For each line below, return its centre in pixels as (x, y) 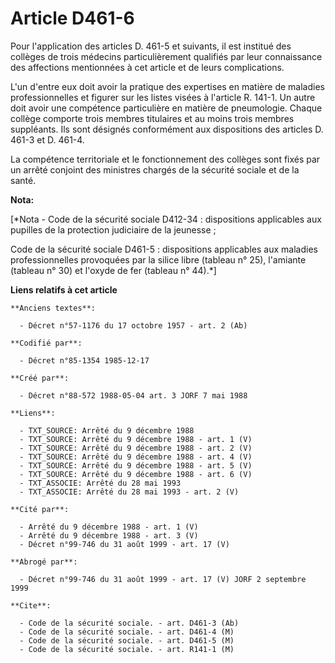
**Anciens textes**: (53, 308)
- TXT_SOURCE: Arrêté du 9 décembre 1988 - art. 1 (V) (136, 439)
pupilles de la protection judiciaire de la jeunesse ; (113, 229)
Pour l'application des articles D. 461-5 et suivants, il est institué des (151, 46)
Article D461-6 (72, 18)
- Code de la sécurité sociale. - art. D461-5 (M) (127, 640)
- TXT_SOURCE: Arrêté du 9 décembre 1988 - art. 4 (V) (136, 457)
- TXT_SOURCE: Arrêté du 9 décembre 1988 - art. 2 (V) (136, 448)
